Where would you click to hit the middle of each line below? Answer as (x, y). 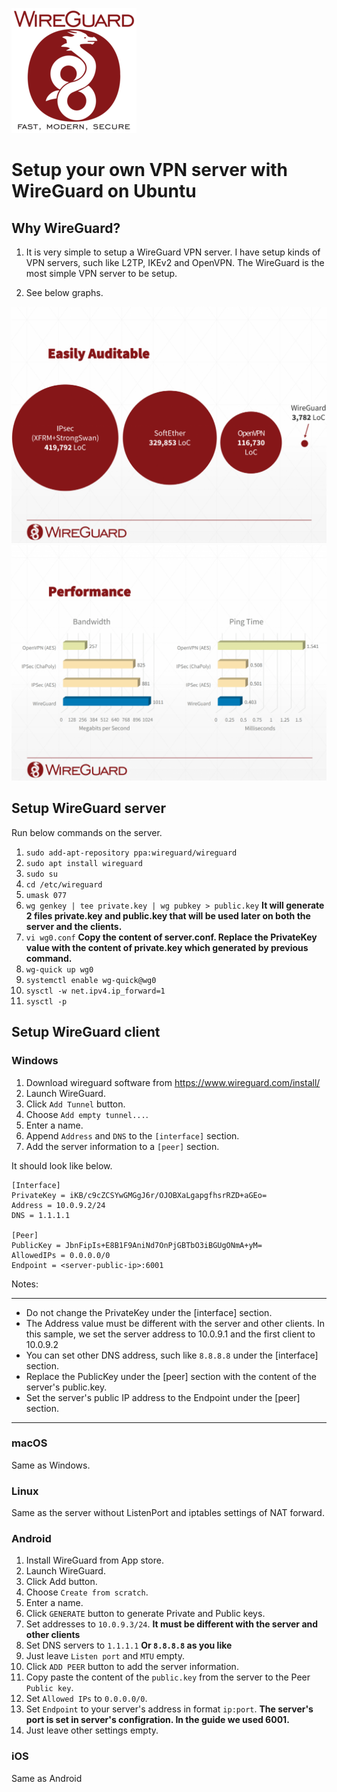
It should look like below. (62, 1165)
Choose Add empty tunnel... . (87, 1114)
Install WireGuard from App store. (94, 1560)
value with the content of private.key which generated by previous (167, 947)
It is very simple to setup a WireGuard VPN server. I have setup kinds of (173, 252)
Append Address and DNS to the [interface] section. (132, 1135)
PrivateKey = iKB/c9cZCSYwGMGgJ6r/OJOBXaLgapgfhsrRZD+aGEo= (139, 1195)
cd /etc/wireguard (64, 884)
